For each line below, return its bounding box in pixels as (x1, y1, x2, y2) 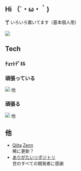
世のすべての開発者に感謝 (12, 160, 64, 166)
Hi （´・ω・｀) (5, 5, 50, 14)
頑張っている (5, 75, 35, 82)
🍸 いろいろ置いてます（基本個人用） (5, 19, 80, 25)
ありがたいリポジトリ (12, 154, 55, 160)
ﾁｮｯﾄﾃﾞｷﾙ (5, 60, 26, 67)
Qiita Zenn (12, 142, 33, 148)
